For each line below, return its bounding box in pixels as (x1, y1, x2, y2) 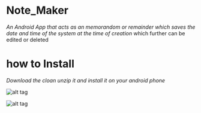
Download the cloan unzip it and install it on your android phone (6, 77, 166, 84)
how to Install (6, 57, 75, 71)
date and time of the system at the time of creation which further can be (6, 29, 185, 36)
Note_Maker (6, 4, 69, 17)
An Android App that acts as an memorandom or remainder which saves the (6, 23, 196, 30)
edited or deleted (6, 36, 49, 43)
